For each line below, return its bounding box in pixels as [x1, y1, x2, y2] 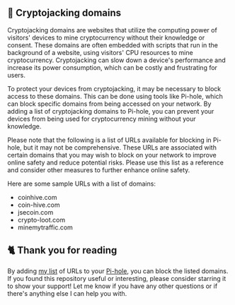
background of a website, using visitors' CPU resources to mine [7, 48, 193, 56]
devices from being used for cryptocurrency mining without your [7, 114, 196, 123]
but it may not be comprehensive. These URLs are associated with [23, 143, 217, 152]
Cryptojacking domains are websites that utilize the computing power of [7, 25, 217, 34]
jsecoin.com [17, 208, 54, 216]
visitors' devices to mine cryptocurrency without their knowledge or [7, 33, 205, 42]
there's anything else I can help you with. [7, 289, 127, 297]
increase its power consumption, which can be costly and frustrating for [7, 63, 218, 71]
